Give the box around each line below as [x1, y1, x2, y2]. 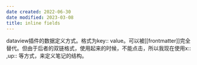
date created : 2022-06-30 [6, 8, 71, 15]
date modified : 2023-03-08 [6, 14, 74, 20]
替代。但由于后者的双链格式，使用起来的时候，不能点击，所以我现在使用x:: [6, 45, 191, 52]
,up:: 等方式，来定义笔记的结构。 [6, 52, 87, 60]
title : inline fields [6, 20, 61, 26]
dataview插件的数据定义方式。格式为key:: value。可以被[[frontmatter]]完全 [6, 37, 191, 45]
